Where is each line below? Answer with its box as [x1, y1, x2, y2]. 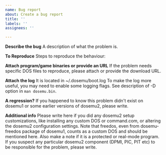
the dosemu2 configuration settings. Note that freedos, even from [5, 123, 140, 129]
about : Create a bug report [5, 12, 63, 17]
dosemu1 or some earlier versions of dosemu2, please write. [5, 103, 129, 109]
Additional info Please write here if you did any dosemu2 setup [5, 112, 135, 119]
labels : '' [5, 21, 28, 26]
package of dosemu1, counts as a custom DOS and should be [22, 128, 148, 134]
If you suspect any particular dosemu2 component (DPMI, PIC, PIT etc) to [5, 139, 155, 145]
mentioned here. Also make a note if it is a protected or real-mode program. [5, 134, 160, 140]
